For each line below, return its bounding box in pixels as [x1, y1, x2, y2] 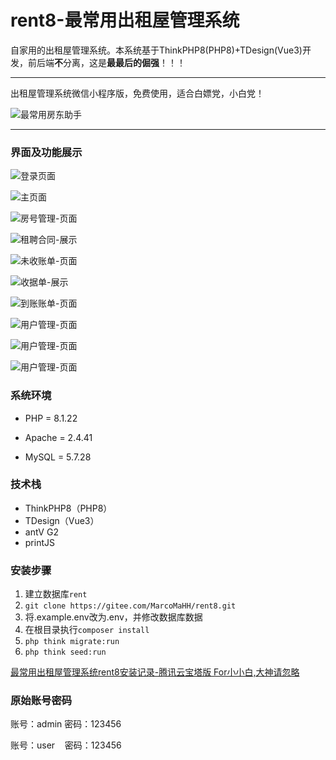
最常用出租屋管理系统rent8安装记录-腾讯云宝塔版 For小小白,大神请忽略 [10, 666, 300, 678]
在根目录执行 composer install [24, 624, 150, 636]
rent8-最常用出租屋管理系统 [10, 9, 240, 32]
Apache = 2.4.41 [24, 431, 93, 443]
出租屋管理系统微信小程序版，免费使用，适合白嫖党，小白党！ [10, 87, 265, 99]
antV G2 [24, 526, 59, 538]
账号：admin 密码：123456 [10, 718, 122, 730]
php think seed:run [24, 647, 107, 658]
